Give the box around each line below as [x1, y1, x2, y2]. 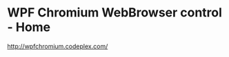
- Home [7, 19, 51, 35]
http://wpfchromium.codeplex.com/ [7, 42, 108, 50]
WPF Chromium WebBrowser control [7, 5, 223, 21]
